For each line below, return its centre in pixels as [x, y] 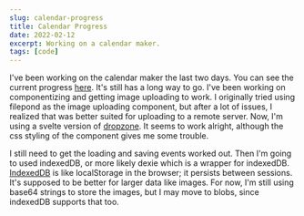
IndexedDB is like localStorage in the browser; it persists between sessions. [151, 173]
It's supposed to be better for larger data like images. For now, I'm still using [152, 182]
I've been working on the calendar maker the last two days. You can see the [152, 77]
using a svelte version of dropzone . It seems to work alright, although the [147, 126]
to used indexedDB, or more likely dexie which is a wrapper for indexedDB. [149, 163]
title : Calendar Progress [58, 26]
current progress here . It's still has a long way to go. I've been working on [147, 87]
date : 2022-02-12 [42, 35]
